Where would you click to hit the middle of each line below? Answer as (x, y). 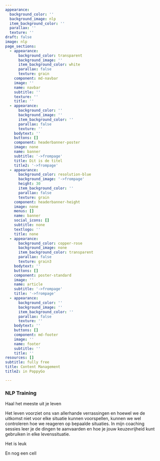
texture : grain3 (35, 262)
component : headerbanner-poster (47, 143)
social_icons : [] (32, 220)
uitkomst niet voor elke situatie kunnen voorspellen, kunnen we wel (73, 419)
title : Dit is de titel (38, 161)
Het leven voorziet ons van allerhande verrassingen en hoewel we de (75, 413)
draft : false (18, 37)
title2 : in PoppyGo (25, 371)
